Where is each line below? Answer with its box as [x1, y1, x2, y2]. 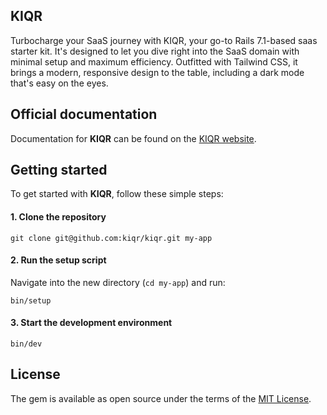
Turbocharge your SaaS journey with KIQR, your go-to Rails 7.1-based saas [10, 34, 318, 46]
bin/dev [10, 339, 43, 349]
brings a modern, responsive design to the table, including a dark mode [10, 66, 305, 78]
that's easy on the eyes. [10, 77, 109, 89]
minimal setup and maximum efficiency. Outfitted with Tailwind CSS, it [10, 55, 298, 68]
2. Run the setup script [10, 254, 107, 266]
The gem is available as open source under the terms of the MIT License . [10, 392, 312, 404]
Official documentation [10, 106, 158, 123]
